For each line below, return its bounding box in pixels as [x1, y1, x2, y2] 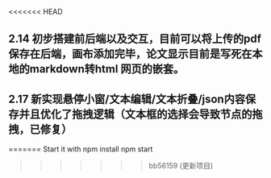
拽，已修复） [8, 122, 73, 136]
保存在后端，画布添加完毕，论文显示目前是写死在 [8, 48, 252, 61]
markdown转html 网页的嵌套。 [29, 62, 185, 76]
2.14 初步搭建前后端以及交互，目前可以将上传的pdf [8, 32, 262, 46]
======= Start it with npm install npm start [8, 144, 153, 154]
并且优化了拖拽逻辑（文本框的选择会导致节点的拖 [19, 107, 263, 121]
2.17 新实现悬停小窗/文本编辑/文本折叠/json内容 [8, 92, 246, 106]
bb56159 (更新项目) [148, 161, 214, 171]
